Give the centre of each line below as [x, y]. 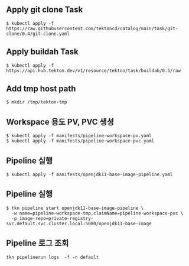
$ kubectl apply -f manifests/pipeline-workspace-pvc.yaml [80, 141]
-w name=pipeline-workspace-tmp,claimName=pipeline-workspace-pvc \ [97, 213]
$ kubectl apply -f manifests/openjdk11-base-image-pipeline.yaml [89, 175]
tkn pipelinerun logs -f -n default [53, 257]
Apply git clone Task [45, 10]
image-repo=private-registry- [56, 218]
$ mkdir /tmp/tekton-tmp [37, 102]
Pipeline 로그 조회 [38, 243]
